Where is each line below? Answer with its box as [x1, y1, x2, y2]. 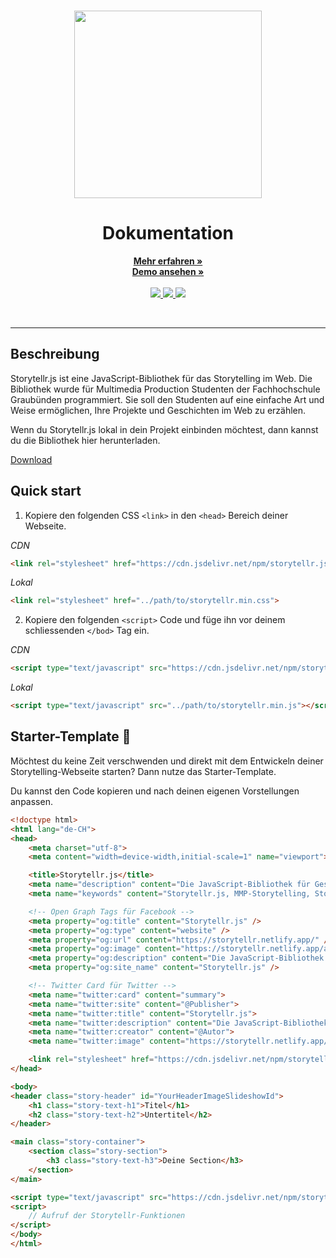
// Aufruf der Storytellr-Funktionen [28, 1211, 186, 1221]
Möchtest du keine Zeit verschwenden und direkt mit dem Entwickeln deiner [10, 755, 324, 767]
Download [10, 453, 53, 465]
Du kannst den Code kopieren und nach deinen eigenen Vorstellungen [10, 785, 300, 797]
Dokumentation [102, 222, 234, 245]
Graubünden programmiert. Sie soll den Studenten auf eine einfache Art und [10, 393, 325, 405]
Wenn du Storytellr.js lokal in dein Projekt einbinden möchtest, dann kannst [10, 423, 319, 435]
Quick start [10, 483, 82, 500]
